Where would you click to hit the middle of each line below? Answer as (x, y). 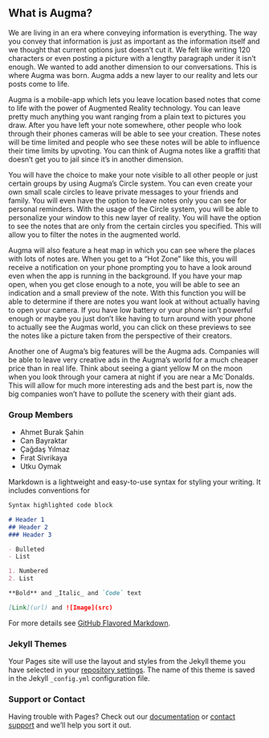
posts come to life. (39, 84)
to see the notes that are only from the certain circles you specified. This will (135, 226)
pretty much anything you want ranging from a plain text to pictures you (127, 117)
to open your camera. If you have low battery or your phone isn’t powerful (130, 310)
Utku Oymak (41, 466)
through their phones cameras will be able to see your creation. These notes (134, 133)
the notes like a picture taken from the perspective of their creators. (120, 335)
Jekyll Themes (38, 644)
